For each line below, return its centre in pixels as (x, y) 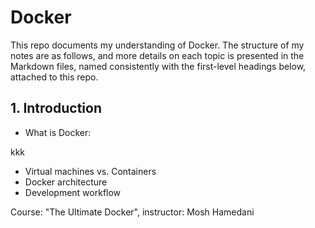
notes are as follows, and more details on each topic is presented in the (157, 55)
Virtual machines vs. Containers (90, 171)
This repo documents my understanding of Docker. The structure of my (157, 45)
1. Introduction (56, 108)
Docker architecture (66, 182)
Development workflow (73, 192)
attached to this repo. (54, 77)
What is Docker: (58, 132)
